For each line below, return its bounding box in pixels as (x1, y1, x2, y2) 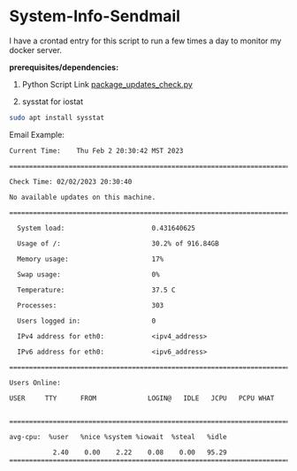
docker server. (9, 44, 62, 55)
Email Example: (9, 129, 65, 140)
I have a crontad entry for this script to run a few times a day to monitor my (9, 35, 282, 46)
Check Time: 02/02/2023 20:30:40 (9, 177, 133, 186)
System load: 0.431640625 (17, 224, 196, 232)
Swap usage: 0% (17, 270, 161, 279)
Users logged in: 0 (17, 316, 156, 325)
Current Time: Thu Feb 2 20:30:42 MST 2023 (9, 146, 184, 156)
